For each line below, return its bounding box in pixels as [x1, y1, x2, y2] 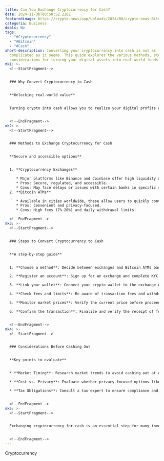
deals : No [5, 25, 25, 30]
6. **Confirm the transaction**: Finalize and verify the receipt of [9, 309, 154, 314]
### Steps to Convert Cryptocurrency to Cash [9, 238, 104, 244]
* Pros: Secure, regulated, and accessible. [16, 181, 108, 185]
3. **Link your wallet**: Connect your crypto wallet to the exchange [9, 282, 156, 288]
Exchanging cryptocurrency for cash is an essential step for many [9, 424, 150, 429]
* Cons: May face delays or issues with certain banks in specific [16, 185, 156, 190]
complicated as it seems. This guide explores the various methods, [9, 52, 152, 58]
